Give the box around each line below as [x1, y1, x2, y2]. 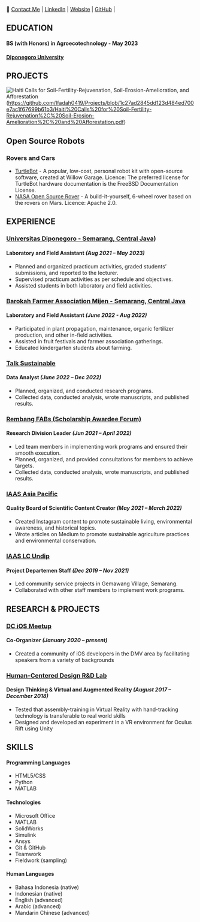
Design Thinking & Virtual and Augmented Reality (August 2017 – [6, 686, 172, 693]
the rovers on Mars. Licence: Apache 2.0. [14, 199, 117, 207]
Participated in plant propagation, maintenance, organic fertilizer [14, 325, 174, 332]
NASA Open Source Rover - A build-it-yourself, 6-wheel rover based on [14, 193, 192, 200]
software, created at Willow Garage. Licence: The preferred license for [14, 174, 190, 181]
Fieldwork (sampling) [14, 857, 68, 864]
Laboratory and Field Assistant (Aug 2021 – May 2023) [6, 249, 145, 256]
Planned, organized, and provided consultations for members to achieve [14, 455, 193, 462]
